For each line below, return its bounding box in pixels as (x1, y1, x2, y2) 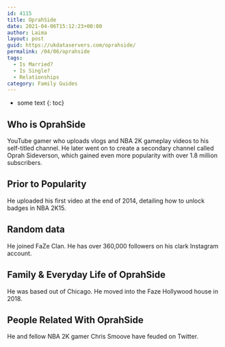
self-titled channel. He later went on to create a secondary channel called (7, 144, 214, 153)
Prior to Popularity (7, 179, 87, 190)
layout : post (7, 36, 44, 42)
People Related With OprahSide (7, 314, 144, 326)
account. (7, 249, 32, 257)
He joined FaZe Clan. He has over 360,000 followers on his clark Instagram (7, 242, 219, 250)
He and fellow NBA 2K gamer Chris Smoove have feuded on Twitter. (7, 333, 199, 341)
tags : (7, 55, 23, 62)
